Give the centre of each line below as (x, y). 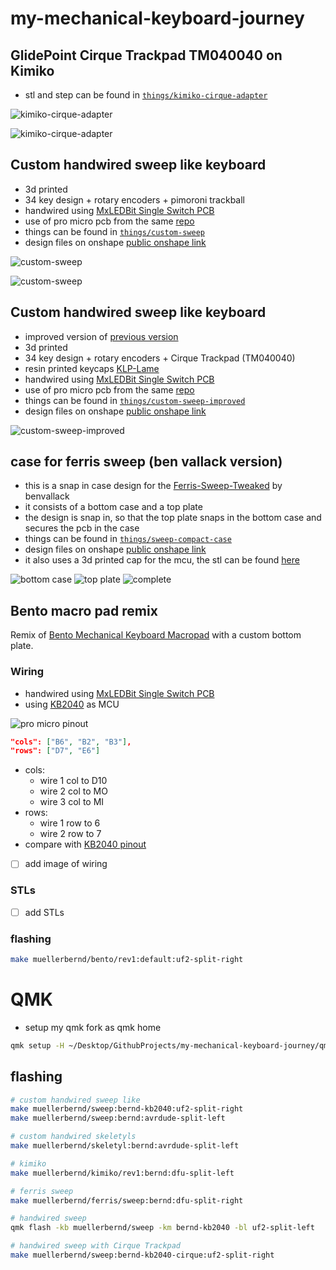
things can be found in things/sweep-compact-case (128, 539)
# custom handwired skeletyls (73, 1137)
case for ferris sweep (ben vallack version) (146, 462)
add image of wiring (66, 864)
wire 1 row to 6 (70, 823)
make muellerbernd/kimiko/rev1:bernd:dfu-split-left (122, 1173)
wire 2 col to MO (73, 791)
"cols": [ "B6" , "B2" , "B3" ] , (71, 742)
